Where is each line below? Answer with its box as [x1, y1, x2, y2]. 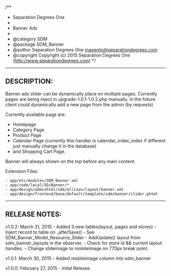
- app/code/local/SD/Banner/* [5, 182, 70, 188]
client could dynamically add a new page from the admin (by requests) [5, 102, 154, 108]
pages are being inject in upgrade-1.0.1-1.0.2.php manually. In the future [5, 96, 156, 102]
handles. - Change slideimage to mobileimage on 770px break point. [5, 245, 149, 252]
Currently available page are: [5, 111, 66, 117]
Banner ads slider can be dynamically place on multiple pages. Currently [5, 90, 158, 96]
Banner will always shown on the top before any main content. [5, 158, 136, 164]
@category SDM [12, 36, 47, 42]
